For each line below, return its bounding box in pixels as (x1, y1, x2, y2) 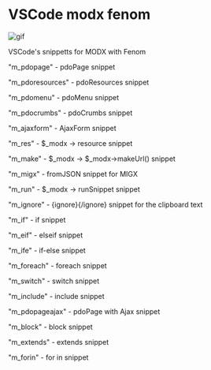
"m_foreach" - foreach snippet (8, 260, 108, 270)
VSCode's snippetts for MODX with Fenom (8, 47, 146, 56)
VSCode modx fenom (8, 6, 151, 24)
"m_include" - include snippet (8, 291, 105, 301)
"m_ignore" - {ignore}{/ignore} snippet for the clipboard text (8, 200, 203, 209)
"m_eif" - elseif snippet (8, 230, 83, 240)
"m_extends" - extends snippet (8, 337, 109, 346)
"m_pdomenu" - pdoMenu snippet (8, 92, 120, 102)
